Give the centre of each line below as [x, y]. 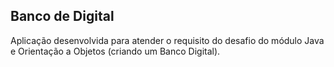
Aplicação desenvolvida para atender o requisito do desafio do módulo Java [167, 40]
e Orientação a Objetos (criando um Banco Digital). [115, 51]
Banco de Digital [62, 16]
